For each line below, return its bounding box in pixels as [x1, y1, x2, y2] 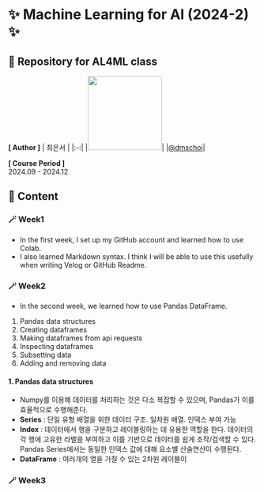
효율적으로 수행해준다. [19, 405, 89, 415]
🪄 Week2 [8, 280, 46, 291]
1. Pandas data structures [8, 377, 94, 386]
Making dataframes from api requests [19, 333, 143, 343]
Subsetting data [19, 350, 72, 359]
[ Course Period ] [8, 159, 66, 167]
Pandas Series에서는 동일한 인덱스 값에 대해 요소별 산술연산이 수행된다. [19, 445, 242, 454]
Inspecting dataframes [19, 341, 93, 351]
